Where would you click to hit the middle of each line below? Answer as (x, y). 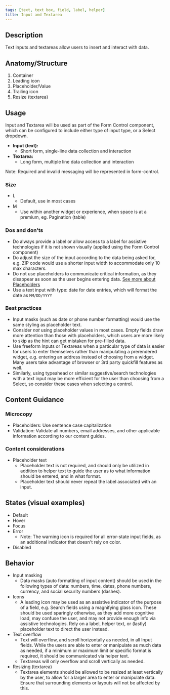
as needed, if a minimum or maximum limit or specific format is (86, 650)
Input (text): (26, 145)
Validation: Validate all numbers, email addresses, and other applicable (86, 430)
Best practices (24, 308)
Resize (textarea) (30, 97)
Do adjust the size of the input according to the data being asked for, (84, 257)
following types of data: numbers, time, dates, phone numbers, (86, 586)
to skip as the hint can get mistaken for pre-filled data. (69, 341)
